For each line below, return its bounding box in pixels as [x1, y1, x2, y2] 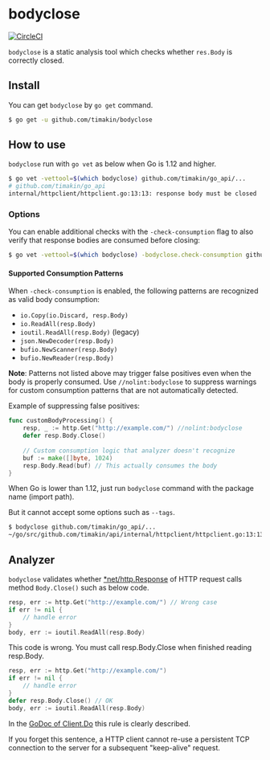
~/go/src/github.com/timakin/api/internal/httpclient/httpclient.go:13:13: [8, 531, 268, 539]
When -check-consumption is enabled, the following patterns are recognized [8, 286, 259, 296]
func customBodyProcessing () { [8, 417, 113, 425]
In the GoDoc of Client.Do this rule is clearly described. [8, 718, 191, 728]
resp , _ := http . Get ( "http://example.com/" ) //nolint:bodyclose [22, 424, 243, 432]
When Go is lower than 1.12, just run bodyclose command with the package [8, 484, 255, 493]
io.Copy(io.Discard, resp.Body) [19, 312, 129, 320]
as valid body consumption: [8, 295, 100, 304]
